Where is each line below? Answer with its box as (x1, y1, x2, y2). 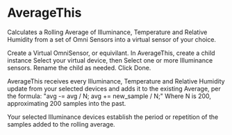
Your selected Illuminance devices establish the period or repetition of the (7, 113, 219, 121)
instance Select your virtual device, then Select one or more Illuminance (7, 56, 213, 64)
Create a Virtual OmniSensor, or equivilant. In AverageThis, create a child (7, 49, 215, 57)
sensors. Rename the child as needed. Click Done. (7, 63, 151, 72)
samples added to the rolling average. (7, 120, 116, 128)
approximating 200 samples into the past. (7, 99, 126, 107)
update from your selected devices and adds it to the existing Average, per (7, 84, 221, 93)
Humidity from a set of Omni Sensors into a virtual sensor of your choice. (7, 35, 217, 43)
